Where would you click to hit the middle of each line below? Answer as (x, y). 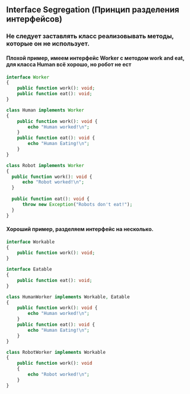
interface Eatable (29, 269)
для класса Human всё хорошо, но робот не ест (69, 64)
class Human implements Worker (45, 110)
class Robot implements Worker (45, 165)
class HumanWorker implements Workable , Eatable (68, 297)
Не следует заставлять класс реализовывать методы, (90, 37)
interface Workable (31, 242)
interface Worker (28, 77)
